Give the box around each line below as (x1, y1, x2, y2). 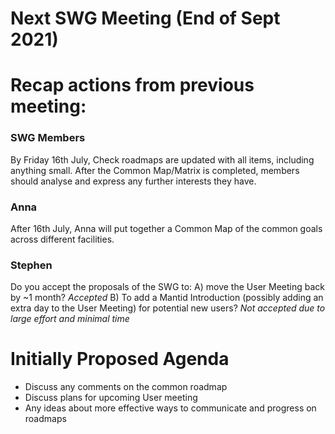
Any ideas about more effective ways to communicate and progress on (24, 402, 317, 414)
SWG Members (10, 131, 86, 145)
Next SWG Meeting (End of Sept (10, 7, 281, 30)
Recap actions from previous (10, 74, 255, 97)
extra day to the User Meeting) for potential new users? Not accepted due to (10, 302, 326, 314)
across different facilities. (10, 233, 115, 245)
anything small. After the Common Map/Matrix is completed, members (10, 164, 300, 176)
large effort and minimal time (10, 313, 130, 325)
